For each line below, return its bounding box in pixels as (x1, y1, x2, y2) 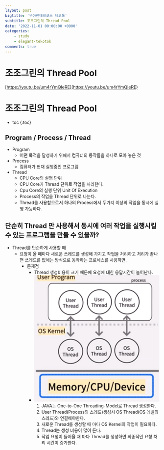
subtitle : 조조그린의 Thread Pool (5, 18, 70, 23)
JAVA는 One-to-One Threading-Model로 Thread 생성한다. (41, 403, 156, 409)
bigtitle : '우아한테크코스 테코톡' (5, 13, 68, 18)
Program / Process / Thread (5, 134, 91, 142)
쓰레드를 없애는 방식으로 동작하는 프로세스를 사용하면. (24, 257, 127, 263)
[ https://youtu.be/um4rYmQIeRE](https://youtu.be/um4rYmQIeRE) (5, 84, 138, 90)
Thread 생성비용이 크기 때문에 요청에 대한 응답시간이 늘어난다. (34, 269, 153, 275)
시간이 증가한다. (46, 440, 77, 446)
